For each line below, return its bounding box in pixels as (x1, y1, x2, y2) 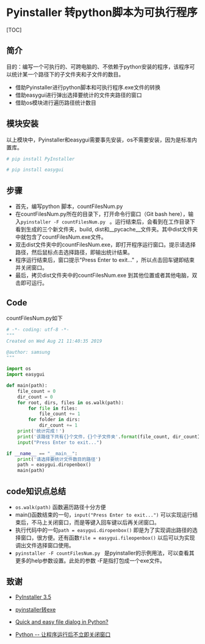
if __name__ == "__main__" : (6, 451, 78, 457)
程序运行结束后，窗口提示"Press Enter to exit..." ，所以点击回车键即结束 (15, 256, 195, 264)
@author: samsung (6, 349, 51, 355)
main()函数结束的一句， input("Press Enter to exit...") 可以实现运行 (15, 511, 193, 518)
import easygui (6, 372, 45, 378)
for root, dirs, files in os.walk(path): (17, 399, 124, 406)
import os (6, 365, 32, 372)
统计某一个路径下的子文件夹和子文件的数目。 (11, 70, 124, 78)
